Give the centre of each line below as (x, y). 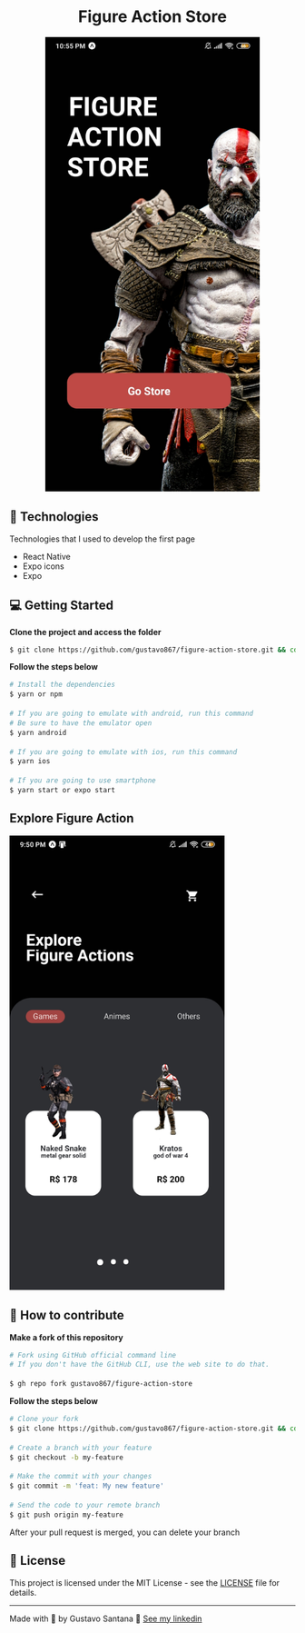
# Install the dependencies (63, 685)
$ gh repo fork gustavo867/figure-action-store (101, 1384)
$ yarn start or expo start (63, 791)
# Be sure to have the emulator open (81, 723)
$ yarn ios (30, 762)
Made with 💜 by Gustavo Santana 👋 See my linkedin (106, 1618)
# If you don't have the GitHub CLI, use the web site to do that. (140, 1365)
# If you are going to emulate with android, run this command (132, 714)
